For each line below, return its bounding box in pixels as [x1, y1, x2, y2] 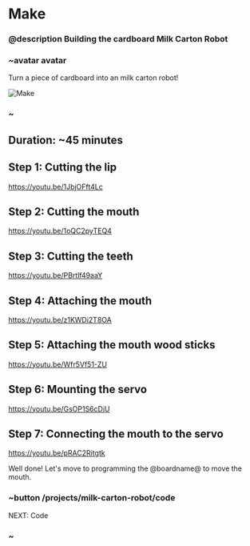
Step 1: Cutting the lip [8, 161, 117, 175]
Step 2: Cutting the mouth [8, 205, 140, 219]
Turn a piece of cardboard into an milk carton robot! [8, 73, 179, 82]
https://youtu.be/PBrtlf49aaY [8, 271, 103, 280]
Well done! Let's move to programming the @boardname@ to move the [8, 464, 242, 473]
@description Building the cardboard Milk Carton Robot [8, 34, 228, 45]
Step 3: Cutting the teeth [8, 249, 133, 263]
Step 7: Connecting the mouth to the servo [8, 427, 224, 440]
